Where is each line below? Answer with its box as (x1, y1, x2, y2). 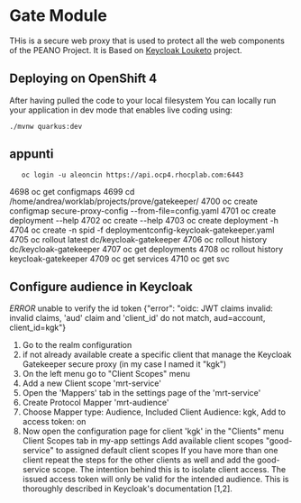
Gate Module (9, 5, 108, 26)
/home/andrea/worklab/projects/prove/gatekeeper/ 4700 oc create (9, 196, 259, 206)
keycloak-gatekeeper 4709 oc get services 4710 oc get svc (9, 253, 230, 264)
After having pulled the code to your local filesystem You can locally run (9, 95, 277, 105)
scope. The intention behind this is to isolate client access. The (52, 464, 287, 475)
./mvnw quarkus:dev (9, 122, 83, 131)
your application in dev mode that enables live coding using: (9, 105, 233, 115)
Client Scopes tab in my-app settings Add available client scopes (22, 435, 264, 446)
